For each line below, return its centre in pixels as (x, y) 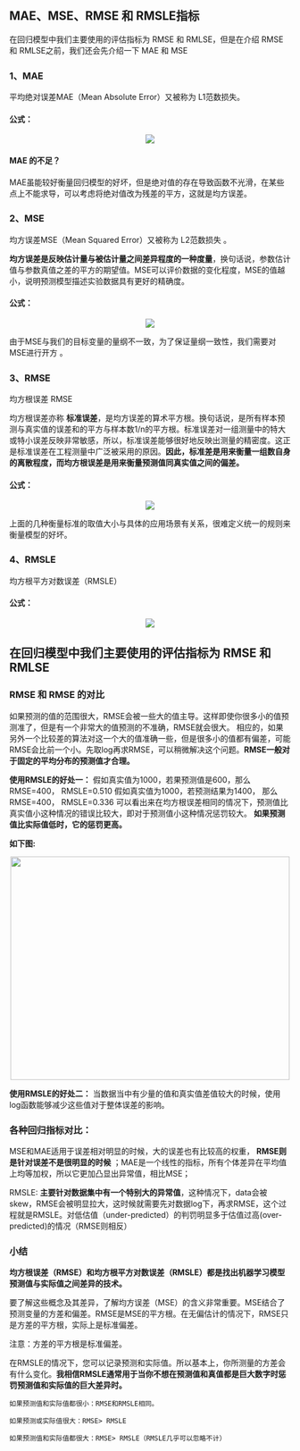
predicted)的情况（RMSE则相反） (71, 1226)
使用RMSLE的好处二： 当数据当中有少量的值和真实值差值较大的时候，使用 (145, 1094)
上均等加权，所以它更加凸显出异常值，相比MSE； (100, 1174)
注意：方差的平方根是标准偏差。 (68, 1344)
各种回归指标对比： (50, 1130)
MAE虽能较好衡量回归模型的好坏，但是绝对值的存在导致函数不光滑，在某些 (147, 182)
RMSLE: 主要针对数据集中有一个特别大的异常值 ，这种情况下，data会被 (138, 1192)
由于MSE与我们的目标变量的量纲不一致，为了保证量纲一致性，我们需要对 (143, 341)
